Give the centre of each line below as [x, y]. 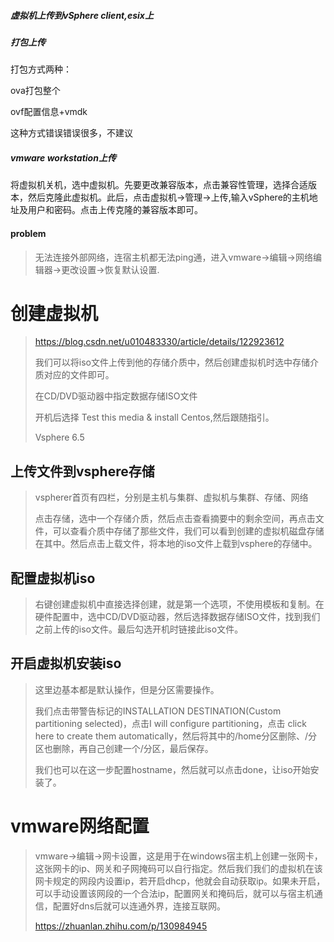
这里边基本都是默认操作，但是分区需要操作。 [127, 689]
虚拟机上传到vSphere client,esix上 [82, 15]
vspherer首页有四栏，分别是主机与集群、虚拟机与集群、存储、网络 [171, 497]
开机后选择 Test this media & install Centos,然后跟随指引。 [154, 417]
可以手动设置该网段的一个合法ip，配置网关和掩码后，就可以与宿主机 [174, 893]
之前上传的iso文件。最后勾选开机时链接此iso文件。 [139, 629]
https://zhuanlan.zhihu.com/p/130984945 [121, 926]
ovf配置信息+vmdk [49, 112]
